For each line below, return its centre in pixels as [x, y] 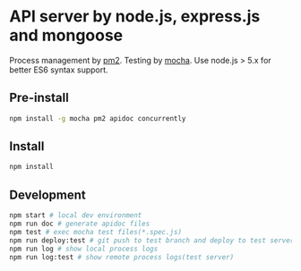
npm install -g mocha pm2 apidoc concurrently [98, 118]
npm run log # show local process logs [84, 249]
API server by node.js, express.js [135, 17]
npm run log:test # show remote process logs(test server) [122, 257]
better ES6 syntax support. [59, 70]
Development [48, 195]
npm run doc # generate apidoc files [80, 224]
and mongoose [66, 35]
